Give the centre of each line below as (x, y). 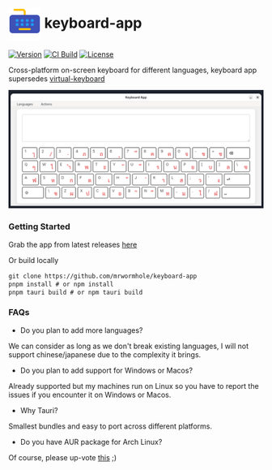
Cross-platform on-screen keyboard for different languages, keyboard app (133, 70)
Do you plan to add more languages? (81, 330)
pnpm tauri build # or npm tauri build (76, 292)
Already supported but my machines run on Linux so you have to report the (134, 386)
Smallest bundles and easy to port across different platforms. (110, 426)
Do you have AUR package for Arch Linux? (91, 442)
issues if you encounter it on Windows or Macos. (90, 395)
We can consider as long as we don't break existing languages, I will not (129, 346)
